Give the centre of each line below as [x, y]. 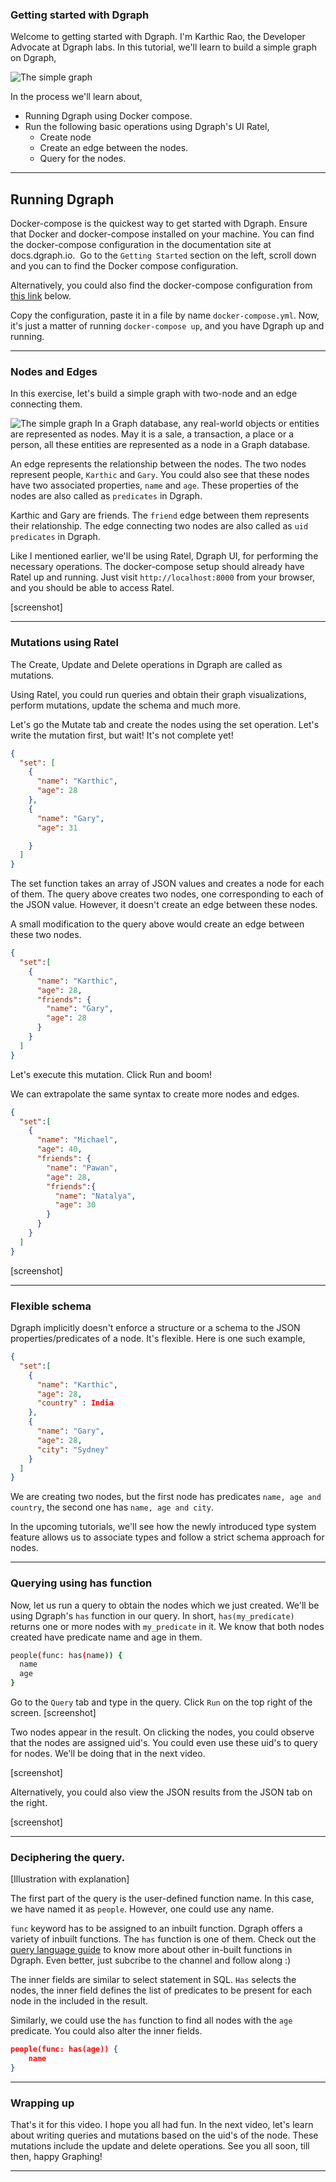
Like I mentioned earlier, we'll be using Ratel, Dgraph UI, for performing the [164, 556]
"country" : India [75, 1403]
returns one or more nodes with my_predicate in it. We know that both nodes [167, 1626]
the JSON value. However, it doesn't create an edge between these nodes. [164, 905]
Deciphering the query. [68, 1857]
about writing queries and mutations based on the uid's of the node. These [164, 2135]
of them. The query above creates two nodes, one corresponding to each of [167, 894]
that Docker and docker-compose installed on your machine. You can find [162, 234]
